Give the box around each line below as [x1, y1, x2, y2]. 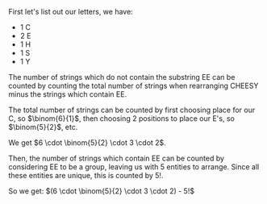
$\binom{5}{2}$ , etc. [8, 123, 78, 131]
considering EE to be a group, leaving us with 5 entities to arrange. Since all [8, 162, 260, 172]
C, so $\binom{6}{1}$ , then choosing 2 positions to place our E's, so [8, 114, 236, 123]
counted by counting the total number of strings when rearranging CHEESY [8, 81, 259, 90]
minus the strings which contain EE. [8, 90, 127, 99]
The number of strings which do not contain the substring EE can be [8, 73, 236, 81]
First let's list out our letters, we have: [8, 7, 133, 16]
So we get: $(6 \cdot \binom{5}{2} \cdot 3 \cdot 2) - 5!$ [8, 186, 195, 196]
